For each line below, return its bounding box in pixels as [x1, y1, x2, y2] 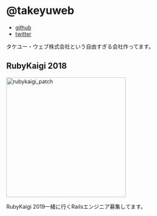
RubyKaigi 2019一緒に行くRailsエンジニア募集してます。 [6, 203, 147, 210]
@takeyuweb [6, 4, 75, 18]
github [15, 24, 32, 31]
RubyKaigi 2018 [6, 61, 67, 71]
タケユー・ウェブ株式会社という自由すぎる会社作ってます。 [6, 43, 155, 50]
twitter [15, 30, 32, 37]
